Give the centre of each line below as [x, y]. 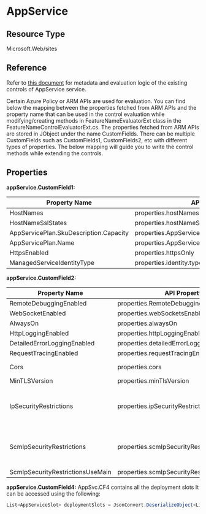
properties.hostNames [167, 213]
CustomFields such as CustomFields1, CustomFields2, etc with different [97, 140]
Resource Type [36, 34]
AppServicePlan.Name [42, 242]
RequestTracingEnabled [44, 353]
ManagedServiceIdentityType [52, 263]
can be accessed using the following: [53, 493]
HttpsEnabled [29, 253]
